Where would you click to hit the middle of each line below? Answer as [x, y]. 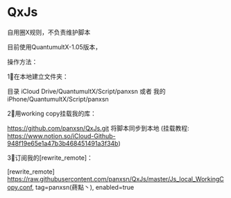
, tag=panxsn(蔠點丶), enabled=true [83, 187]
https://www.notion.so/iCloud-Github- [61, 135]
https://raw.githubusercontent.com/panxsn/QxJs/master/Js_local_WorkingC [115, 179]
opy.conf [20, 187]
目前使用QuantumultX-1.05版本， [54, 47]
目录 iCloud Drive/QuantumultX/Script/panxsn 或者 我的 [87, 91]
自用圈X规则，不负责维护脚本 [49, 32]
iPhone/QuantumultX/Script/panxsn [58, 99]
